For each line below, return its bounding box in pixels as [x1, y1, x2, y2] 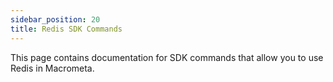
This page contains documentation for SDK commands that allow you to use [10, 51, 324, 63]
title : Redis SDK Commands [10, 24, 123, 34]
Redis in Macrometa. [10, 62, 95, 74]
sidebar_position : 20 [10, 14, 101, 25]
